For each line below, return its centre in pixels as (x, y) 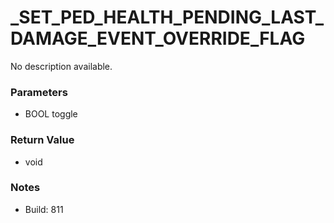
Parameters (39, 92)
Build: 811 (44, 209)
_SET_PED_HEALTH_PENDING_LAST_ (167, 17)
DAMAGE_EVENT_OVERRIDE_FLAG (158, 38)
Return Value (42, 140)
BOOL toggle (51, 114)
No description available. (61, 66)
